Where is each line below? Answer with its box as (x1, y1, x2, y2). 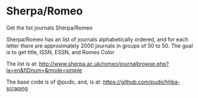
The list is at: (6, 60, 38, 67)
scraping (6, 84, 28, 91)
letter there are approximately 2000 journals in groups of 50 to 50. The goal (6, 42, 193, 49)
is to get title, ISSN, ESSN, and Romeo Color (6, 48, 115, 55)
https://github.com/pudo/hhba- (103, 78, 181, 85)
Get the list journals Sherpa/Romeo (6, 24, 93, 31)
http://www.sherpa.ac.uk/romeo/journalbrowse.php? (38, 60, 169, 67)
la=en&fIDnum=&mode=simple (6, 66, 82, 73)
